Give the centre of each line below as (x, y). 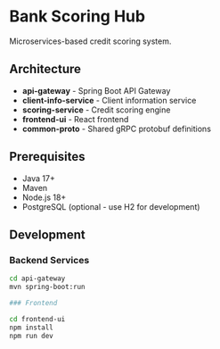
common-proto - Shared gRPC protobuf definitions (117, 129)
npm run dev (31, 336)
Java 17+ (38, 178)
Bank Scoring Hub (77, 17)
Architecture (45, 69)
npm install (31, 328)
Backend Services (49, 260)
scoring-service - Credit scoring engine (96, 110)
